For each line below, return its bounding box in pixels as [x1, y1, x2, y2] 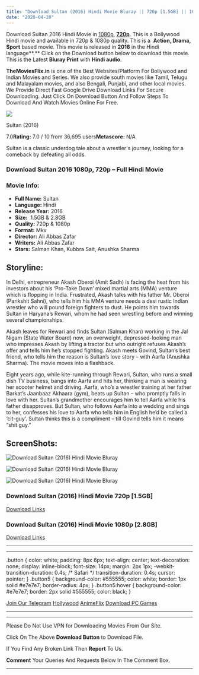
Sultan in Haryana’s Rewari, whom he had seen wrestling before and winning [6, 310, 193, 317]
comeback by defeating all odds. [6, 151, 86, 158]
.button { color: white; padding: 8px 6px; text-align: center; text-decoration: [6, 556, 190, 563]
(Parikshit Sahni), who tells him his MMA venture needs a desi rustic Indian [6, 297, 188, 305]
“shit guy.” [6, 421, 31, 428]
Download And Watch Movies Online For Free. [6, 99, 118, 106]
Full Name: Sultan [14, 195, 59, 202]
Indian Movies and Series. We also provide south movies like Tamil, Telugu [6, 74, 188, 81]
